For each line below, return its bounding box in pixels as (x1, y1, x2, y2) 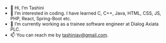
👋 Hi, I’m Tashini (10, 5, 44, 11)
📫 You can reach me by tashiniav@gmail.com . (10, 32, 109, 38)
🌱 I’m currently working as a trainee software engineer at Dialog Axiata (10, 21, 159, 27)
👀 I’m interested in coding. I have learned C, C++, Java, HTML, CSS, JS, (10, 10, 161, 16)
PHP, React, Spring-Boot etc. (10, 16, 72, 21)
